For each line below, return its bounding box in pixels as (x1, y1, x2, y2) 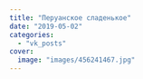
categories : (9, 30, 54, 39)
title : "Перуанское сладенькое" (9, 13, 131, 23)
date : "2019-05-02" (9, 22, 83, 31)
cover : (9, 47, 34, 56)
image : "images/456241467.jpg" (17, 55, 136, 64)
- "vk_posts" (17, 38, 67, 48)
